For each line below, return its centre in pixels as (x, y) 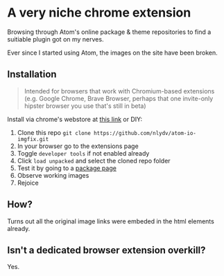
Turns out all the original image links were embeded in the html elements (111, 221)
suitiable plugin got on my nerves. (55, 39)
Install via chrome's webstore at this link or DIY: (75, 119)
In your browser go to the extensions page (78, 146)
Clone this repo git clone (54, 132)
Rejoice (28, 183)
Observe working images (53, 175)
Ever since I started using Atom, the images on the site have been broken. (113, 53)
